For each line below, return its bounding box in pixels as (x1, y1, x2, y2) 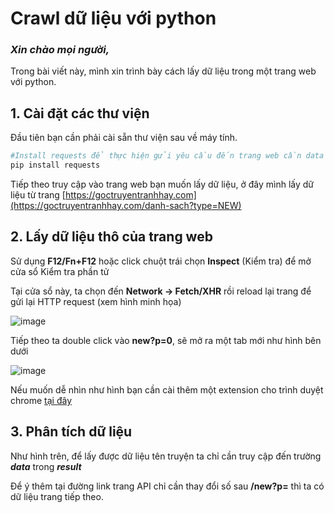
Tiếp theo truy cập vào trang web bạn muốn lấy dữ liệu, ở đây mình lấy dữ (10, 178, 314, 191)
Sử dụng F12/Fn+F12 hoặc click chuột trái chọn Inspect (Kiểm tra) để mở (10, 255, 312, 267)
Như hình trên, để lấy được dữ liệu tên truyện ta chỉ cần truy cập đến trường (10, 450, 322, 462)
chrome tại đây (10, 394, 73, 406)
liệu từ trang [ (10, 189, 66, 201)
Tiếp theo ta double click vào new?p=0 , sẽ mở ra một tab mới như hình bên (10, 334, 322, 346)
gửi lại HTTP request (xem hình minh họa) (10, 295, 182, 307)
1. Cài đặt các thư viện (10, 105, 150, 122)
